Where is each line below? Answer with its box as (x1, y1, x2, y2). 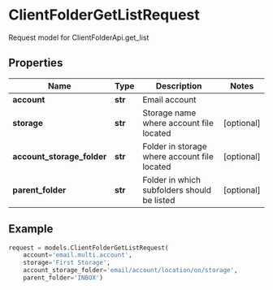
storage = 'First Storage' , (23, 258, 111, 267)
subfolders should (141, 184, 212, 196)
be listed (141, 194, 175, 206)
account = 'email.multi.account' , (23, 251, 132, 259)
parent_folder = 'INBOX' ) (23, 274, 104, 282)
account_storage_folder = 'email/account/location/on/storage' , (23, 266, 238, 275)
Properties (8, 56, 63, 70)
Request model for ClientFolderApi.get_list (8, 32, 149, 42)
